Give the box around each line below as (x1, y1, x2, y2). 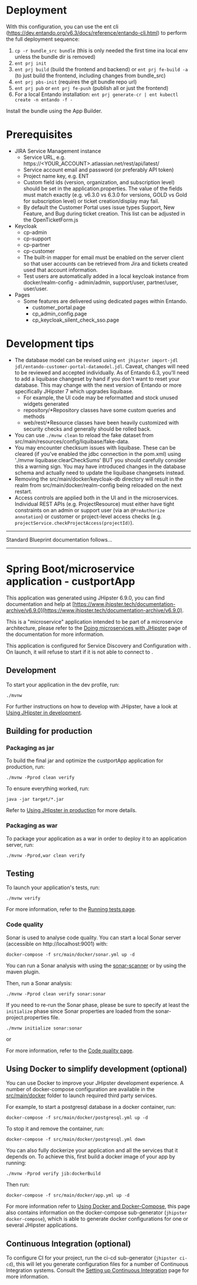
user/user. (23, 285, 48, 292)
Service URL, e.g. (23, 154, 66, 161)
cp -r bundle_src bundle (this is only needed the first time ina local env (14, 47, 188, 54)
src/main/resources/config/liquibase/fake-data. (14, 438, 130, 445)
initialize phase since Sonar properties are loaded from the (6, 1008, 154, 1015)
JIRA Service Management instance (14, 147, 101, 154)
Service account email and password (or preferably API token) (23, 166, 174, 173)
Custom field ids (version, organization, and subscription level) (23, 178, 175, 186)
